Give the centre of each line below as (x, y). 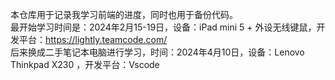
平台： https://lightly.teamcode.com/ (93, 39)
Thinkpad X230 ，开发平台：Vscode (85, 64)
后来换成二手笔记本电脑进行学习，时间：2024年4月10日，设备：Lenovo (157, 52)
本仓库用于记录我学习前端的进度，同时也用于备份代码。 (124, 14)
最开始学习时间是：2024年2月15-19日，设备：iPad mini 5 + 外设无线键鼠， (163, 27)
